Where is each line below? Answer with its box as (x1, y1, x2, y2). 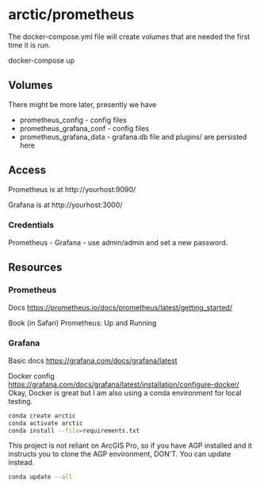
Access (8, 164, 46, 177)
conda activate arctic (8, 419, 83, 427)
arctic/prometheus (8, 6, 135, 24)
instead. (8, 458, 35, 468)
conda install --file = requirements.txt (8, 426, 140, 434)
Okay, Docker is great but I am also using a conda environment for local (8, 387, 242, 398)
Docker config (8, 371, 55, 380)
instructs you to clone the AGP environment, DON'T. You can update (8, 449, 231, 459)
